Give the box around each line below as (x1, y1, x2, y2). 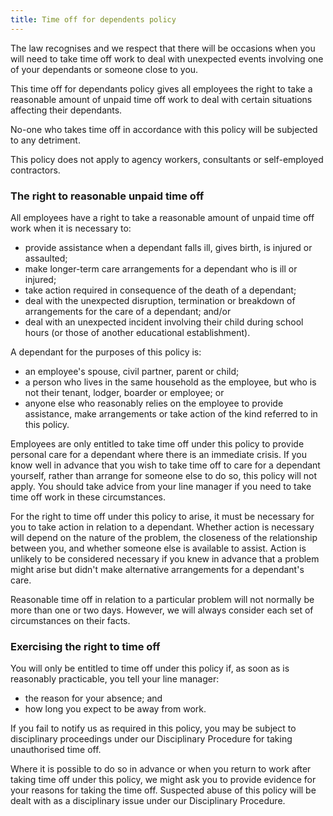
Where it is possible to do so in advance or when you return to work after (10, 763, 312, 775)
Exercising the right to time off (10, 639, 161, 653)
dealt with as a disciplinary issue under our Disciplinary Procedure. (10, 795, 286, 807)
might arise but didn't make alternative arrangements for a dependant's (10, 563, 305, 575)
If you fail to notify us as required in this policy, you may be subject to (10, 722, 297, 735)
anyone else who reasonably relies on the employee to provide (24, 397, 284, 409)
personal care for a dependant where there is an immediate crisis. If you (10, 448, 308, 460)
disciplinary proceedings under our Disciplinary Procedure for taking (10, 733, 293, 745)
